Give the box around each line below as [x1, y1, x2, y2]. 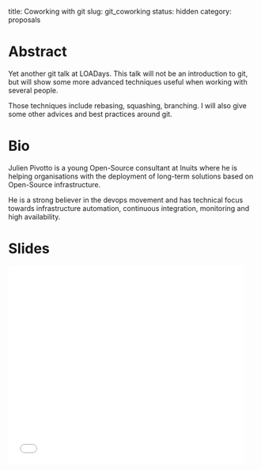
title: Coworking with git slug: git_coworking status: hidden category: [8, 7, 232, 16]
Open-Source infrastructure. [8, 179, 101, 189]
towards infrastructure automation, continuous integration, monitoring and [8, 203, 250, 212]
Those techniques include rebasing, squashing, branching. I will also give [8, 100, 247, 110]
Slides [8, 240, 50, 258]
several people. [8, 85, 59, 95]
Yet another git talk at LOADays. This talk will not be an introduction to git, [8, 69, 248, 78]
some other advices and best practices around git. [8, 109, 172, 118]
